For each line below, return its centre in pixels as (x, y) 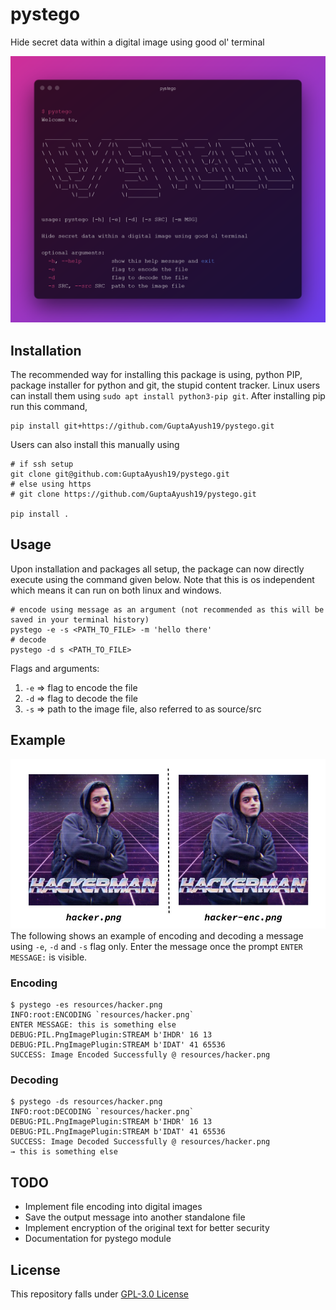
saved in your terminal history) (80, 619)
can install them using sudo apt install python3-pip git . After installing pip (168, 395)
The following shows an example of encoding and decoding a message (157, 935)
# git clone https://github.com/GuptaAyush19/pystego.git (133, 494)
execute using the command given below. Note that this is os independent (162, 579)
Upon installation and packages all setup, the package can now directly (157, 569)
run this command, (49, 406)
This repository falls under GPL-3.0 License (100, 1294)
